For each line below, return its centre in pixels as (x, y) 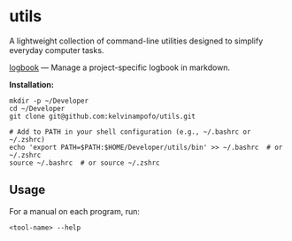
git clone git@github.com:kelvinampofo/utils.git (103, 116)
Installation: (32, 84)
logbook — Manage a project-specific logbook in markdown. (120, 67)
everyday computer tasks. (57, 50)
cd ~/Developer (37, 108)
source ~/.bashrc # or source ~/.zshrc (85, 163)
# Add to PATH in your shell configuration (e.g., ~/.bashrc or (130, 132)
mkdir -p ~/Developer (49, 101)
